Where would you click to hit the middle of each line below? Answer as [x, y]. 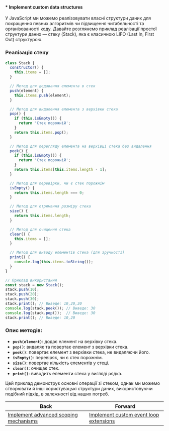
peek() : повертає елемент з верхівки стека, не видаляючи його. [81, 352]
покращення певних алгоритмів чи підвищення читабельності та [75, 24]
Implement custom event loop [124, 414]
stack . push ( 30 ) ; [22, 299]
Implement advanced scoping [43, 414]
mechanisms [23, 421]
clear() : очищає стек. [36, 368]
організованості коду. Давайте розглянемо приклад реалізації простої [81, 29]
